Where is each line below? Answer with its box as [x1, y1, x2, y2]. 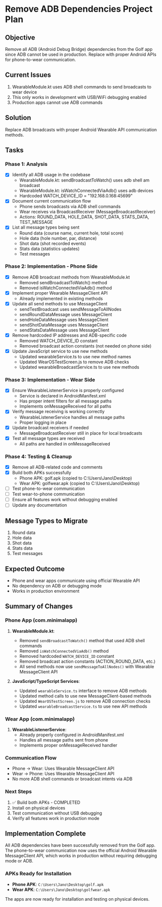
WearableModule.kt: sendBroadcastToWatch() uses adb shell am [19, 177, 150, 183]
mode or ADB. [5, 858, 33, 864]
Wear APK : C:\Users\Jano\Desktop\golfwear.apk [12, 886, 111, 892]
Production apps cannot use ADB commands [12, 99, 103, 105]
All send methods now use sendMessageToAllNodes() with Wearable [19, 663, 155, 669]
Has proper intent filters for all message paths [19, 398, 112, 404]
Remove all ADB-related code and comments [12, 464, 103, 470]
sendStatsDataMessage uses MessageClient [19, 327, 110, 333]
